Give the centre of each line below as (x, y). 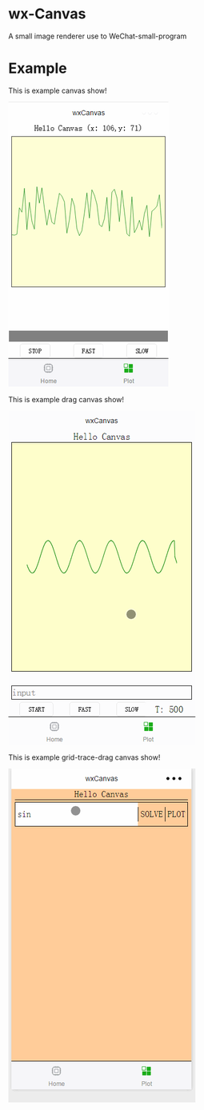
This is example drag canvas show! (66, 399)
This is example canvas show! (58, 90)
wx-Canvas (47, 14)
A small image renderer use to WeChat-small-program (98, 36)
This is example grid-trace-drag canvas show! (84, 757)
